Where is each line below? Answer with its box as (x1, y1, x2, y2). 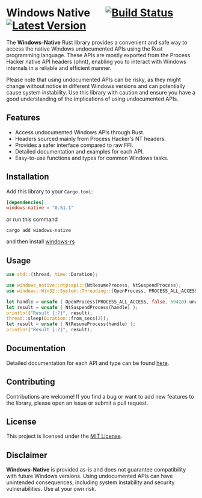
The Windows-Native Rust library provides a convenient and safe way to (6, 39, 188, 46)
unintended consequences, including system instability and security (6, 479, 175, 486)
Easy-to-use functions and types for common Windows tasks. (14, 154, 169, 161)
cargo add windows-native (6, 228, 71, 234)
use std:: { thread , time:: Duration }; (6, 272, 98, 278)
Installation (6, 172, 49, 182)
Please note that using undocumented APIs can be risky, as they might (6, 76, 182, 83)
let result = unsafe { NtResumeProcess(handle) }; (6, 321, 136, 328)
